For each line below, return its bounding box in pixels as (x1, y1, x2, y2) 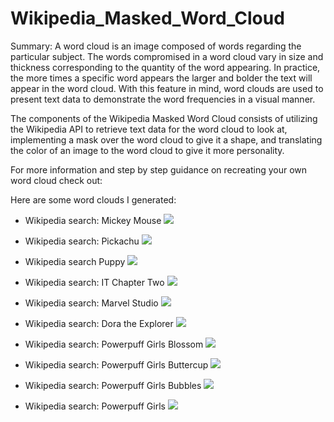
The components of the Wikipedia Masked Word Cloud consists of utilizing (10, 112, 318, 124)
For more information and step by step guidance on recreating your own (10, 163, 308, 176)
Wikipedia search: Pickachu (24, 235, 140, 247)
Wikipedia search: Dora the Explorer (24, 317, 174, 329)
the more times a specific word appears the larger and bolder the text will (10, 72, 313, 84)
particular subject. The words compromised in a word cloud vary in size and (10, 50, 324, 62)
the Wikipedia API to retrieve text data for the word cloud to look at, (10, 123, 288, 135)
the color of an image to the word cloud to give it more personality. (10, 144, 285, 156)
